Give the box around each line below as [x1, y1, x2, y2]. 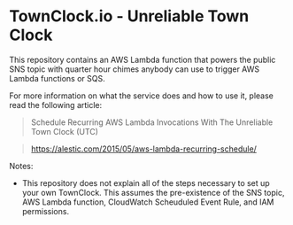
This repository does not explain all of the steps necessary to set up [21, 177, 270, 188]
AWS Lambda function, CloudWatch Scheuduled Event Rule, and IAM [21, 197, 274, 207]
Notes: [9, 160, 34, 171]
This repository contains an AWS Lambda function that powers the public [9, 54, 276, 65]
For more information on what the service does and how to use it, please [9, 90, 274, 101]
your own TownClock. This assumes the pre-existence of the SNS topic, [21, 187, 285, 198]
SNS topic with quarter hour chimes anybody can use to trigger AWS [9, 64, 260, 74]
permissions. [21, 206, 69, 216]
